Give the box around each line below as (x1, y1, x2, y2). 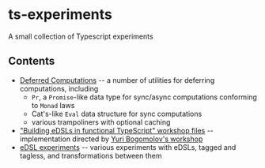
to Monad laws (31, 100, 75, 110)
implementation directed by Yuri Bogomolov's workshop (19, 134, 203, 144)
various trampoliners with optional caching (31, 117, 171, 127)
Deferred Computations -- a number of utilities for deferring (19, 75, 215, 84)
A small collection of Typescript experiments (8, 32, 153, 41)
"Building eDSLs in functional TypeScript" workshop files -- (19, 125, 214, 135)
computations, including (19, 84, 99, 93)
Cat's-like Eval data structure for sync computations (31, 109, 203, 118)
